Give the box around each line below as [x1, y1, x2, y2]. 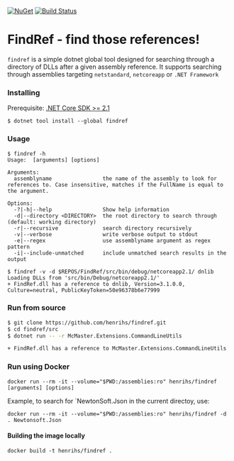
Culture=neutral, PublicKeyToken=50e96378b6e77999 [7, 287, 160, 294]
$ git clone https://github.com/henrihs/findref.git [7, 319, 167, 326]
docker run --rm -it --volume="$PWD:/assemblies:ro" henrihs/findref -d [7, 410, 227, 418]
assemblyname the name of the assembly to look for [13, 174, 218, 182]
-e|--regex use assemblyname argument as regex [13, 237, 211, 244]
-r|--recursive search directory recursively [13, 224, 192, 232]
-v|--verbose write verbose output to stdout [13, 230, 199, 238]
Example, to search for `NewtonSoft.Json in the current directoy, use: [7, 396, 210, 405]
